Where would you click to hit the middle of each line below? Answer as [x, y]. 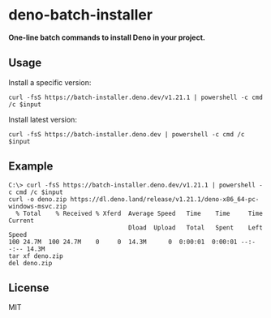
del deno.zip [30, 263]
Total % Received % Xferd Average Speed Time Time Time [143, 213]
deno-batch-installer [80, 15]
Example [31, 167]
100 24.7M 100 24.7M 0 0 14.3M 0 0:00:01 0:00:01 [123, 242]
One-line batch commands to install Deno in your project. [107, 37]
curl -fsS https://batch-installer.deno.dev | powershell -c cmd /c [127, 134]
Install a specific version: [50, 82]
